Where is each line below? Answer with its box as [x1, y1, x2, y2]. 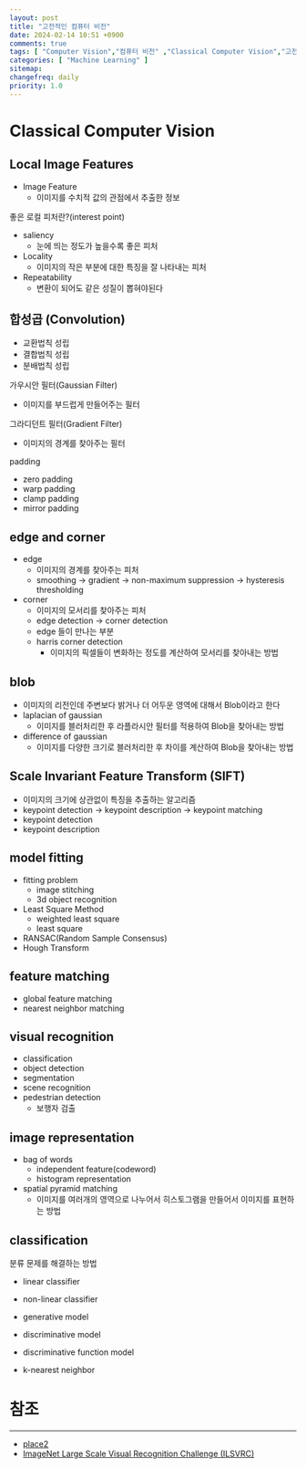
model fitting [9, 850, 84, 866]
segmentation [22, 1073, 75, 1084]
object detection [22, 1063, 85, 1074]
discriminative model [22, 1328, 102, 1339]
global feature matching [22, 993, 113, 1004]
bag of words [22, 1154, 74, 1165]
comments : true [9, 38, 67, 48]
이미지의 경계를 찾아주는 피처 [36, 565, 139, 576]
